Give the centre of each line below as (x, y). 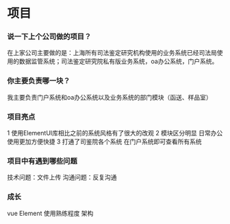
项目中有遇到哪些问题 (42, 161)
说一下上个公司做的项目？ (49, 36)
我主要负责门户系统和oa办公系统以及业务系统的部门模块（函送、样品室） (110, 97)
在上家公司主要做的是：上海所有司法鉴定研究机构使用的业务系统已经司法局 (112, 53)
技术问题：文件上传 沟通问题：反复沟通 (62, 177)
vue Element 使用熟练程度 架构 (50, 213)
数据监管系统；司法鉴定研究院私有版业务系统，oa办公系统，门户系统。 (118, 61)
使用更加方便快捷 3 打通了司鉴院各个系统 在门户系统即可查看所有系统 (104, 142)
